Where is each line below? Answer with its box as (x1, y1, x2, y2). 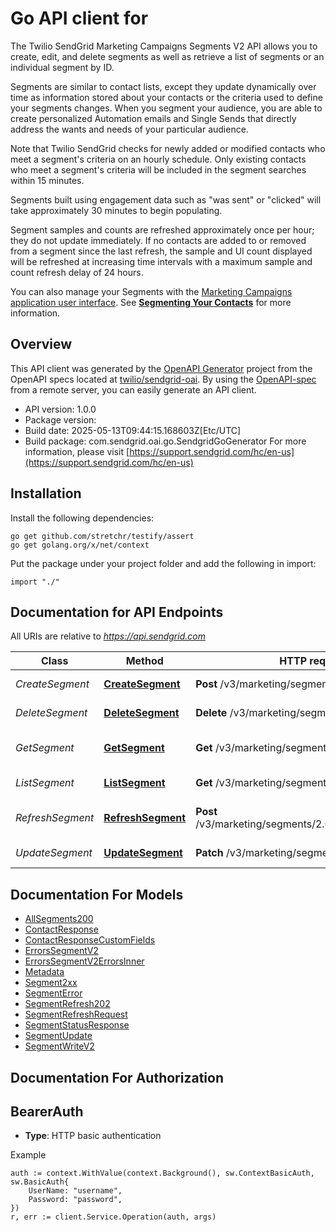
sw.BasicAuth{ (10, 1177, 70, 1187)
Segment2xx (24, 977, 78, 989)
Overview (10, 336, 73, 353)
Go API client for (10, 7, 149, 30)
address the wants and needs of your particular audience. (10, 123, 249, 135)
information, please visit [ (24, 445, 130, 457)
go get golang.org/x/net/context (10, 540, 150, 550)
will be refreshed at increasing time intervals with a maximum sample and (10, 255, 313, 267)
